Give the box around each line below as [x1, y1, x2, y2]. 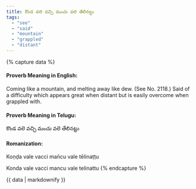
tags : [6, 14, 20, 20]
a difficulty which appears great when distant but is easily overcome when [6, 92, 189, 99]
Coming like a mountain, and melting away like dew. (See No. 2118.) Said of [6, 85, 190, 92]
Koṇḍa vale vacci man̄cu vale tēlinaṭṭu [6, 153, 99, 160]
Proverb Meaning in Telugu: [6, 111, 76, 119]
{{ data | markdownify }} [6, 176, 66, 184]
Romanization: [6, 140, 43, 147]
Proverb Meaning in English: [6, 72, 78, 79]
